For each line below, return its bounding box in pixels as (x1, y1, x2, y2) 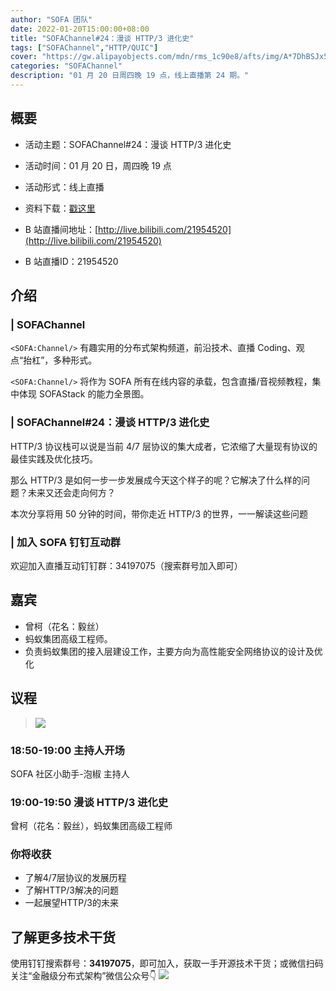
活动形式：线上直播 (24, 181, 105, 193)
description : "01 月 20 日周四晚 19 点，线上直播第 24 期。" (10, 71, 250, 81)
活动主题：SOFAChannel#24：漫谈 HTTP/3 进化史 (24, 138, 232, 150)
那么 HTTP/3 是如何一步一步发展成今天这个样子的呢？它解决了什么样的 (10, 474, 302, 486)
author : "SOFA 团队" (10, 14, 93, 25)
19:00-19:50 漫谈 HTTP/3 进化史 (10, 795, 169, 809)
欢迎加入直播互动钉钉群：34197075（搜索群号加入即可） (10, 559, 243, 571)
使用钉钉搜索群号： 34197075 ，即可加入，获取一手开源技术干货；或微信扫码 (10, 957, 324, 970)
